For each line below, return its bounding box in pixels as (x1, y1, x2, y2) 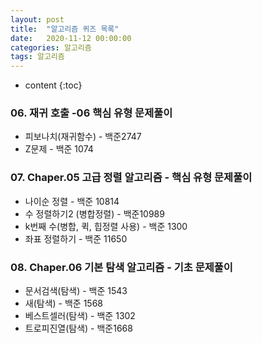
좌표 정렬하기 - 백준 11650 (24, 232, 128, 245)
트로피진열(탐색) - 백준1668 (24, 322, 133, 335)
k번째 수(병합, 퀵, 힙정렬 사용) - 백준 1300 (24, 220, 188, 232)
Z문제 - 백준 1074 (24, 143, 94, 155)
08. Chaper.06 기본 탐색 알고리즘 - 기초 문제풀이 (10, 260, 233, 274)
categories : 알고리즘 (10, 42, 92, 53)
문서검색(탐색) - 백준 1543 (24, 285, 128, 297)
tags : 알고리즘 (10, 52, 65, 62)
